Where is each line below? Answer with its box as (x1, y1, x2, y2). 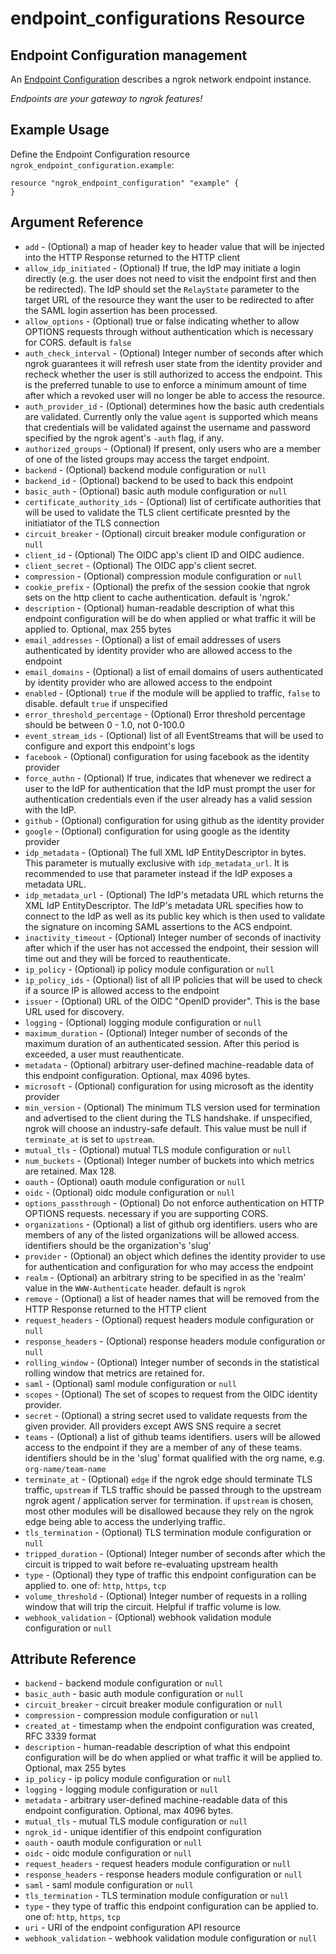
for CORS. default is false (24, 336, 132, 348)
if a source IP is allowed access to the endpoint (24, 984, 220, 996)
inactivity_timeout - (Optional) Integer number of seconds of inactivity (24, 931, 322, 943)
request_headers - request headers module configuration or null (24, 1858, 292, 1870)
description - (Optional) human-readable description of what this (24, 602, 295, 614)
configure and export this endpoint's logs (24, 740, 196, 752)
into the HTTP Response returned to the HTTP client (24, 251, 241, 263)
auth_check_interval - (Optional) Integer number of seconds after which (24, 347, 324, 359)
